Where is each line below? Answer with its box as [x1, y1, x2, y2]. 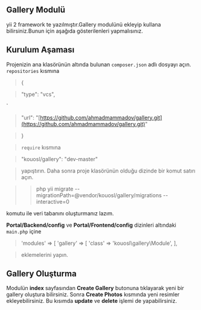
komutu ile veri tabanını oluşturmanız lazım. [6, 209, 114, 217]
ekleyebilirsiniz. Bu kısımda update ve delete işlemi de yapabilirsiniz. [6, 297, 177, 305]
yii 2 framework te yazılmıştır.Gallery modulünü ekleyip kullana [6, 21, 161, 28]
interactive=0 [36, 198, 69, 205]
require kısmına [21, 144, 62, 151]
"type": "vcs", [21, 90, 56, 98]
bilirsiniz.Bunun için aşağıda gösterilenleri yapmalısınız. [6, 27, 144, 34]
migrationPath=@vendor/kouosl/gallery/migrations [36, 191, 162, 198]
